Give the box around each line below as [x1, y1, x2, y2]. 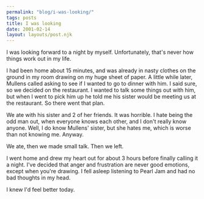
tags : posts [6, 15, 37, 21]
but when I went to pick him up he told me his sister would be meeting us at [6, 93, 197, 100]
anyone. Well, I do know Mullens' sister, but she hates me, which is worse [6, 124, 191, 132]
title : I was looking [6, 20, 62, 26]
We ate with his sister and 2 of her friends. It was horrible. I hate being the [6, 111, 193, 119]
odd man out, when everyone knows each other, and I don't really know [6, 118, 187, 126]
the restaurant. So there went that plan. [6, 99, 105, 107]
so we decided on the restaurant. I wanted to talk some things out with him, [6, 86, 196, 94]
